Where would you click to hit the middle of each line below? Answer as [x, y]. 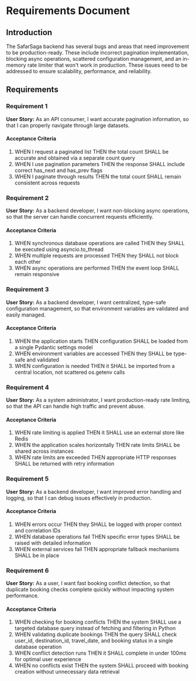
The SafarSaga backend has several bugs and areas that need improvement [97, 46]
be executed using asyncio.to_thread [59, 249]
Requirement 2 [27, 198]
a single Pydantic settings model [54, 347]
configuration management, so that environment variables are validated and [97, 308]
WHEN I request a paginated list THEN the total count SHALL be [91, 152]
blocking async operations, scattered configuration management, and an [94, 59]
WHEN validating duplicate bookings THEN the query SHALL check [96, 634]
